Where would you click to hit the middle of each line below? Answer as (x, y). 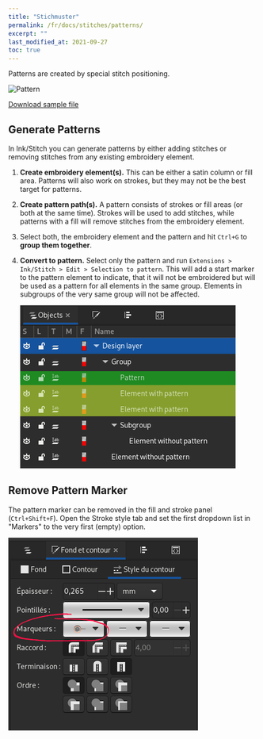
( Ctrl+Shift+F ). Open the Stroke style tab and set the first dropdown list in (130, 518)
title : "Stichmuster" (44, 17)
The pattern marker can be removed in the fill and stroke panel (110, 509)
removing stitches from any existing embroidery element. (101, 157)
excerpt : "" (28, 33)
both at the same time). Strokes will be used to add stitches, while (127, 213)
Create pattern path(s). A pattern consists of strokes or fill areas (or (131, 204)
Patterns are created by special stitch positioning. (89, 74)
